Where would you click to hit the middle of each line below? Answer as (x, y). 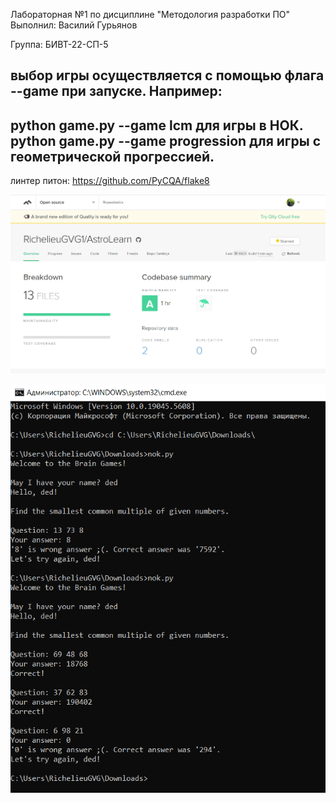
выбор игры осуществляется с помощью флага (167, 75)
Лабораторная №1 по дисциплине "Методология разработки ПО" (150, 14)
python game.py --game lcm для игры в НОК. (157, 125)
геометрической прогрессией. (112, 156)
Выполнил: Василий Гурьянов (74, 25)
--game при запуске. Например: (116, 91)
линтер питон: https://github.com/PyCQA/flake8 (110, 181)
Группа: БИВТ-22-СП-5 (59, 44)
